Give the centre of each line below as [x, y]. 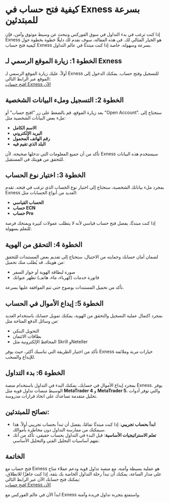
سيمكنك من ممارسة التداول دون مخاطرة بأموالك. [59, 430]
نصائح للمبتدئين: [27, 412]
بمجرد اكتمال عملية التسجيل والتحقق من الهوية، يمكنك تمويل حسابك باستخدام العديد [84, 316]
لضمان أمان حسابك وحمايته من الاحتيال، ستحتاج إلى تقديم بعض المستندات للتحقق [82, 257]
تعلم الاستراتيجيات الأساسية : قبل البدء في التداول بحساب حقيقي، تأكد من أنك [84, 435]
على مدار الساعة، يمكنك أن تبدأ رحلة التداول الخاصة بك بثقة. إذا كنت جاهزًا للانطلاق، [83, 474]
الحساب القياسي [28, 202]
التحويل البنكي [26, 331]
